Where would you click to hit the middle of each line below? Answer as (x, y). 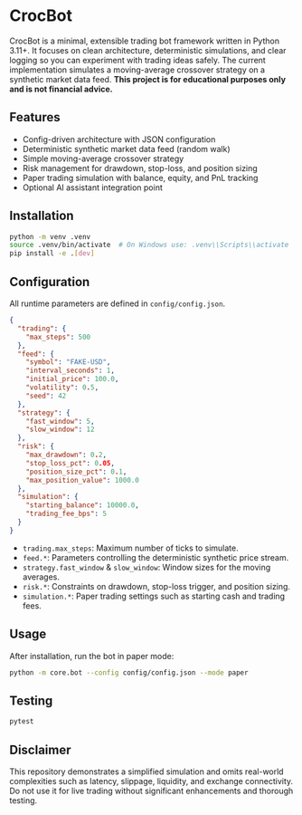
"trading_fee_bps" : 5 (66, 514)
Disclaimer (40, 749)
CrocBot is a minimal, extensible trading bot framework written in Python (145, 41)
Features (35, 117)
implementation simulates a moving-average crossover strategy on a (137, 70)
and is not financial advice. (61, 89)
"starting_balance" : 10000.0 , (83, 505)
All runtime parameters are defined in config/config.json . (118, 303)
